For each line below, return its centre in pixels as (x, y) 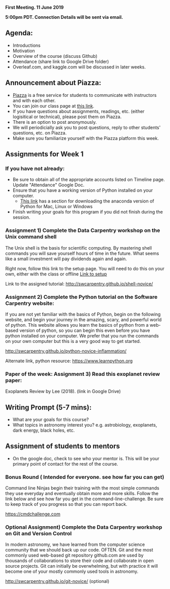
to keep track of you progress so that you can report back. (66, 504)
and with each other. (34, 100)
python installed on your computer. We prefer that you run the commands (82, 336)
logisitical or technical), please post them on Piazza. (67, 117)
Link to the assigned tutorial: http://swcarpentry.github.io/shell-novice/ (79, 284)
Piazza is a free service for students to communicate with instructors (84, 95)
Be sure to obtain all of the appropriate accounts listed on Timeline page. (89, 180)
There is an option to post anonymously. (55, 122)
